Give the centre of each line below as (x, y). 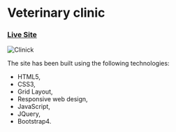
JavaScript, (34, 107)
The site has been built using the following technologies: (88, 64)
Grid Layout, (35, 91)
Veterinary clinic (56, 13)
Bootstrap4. (34, 122)
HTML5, (29, 77)
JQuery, (29, 114)
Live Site (22, 35)
